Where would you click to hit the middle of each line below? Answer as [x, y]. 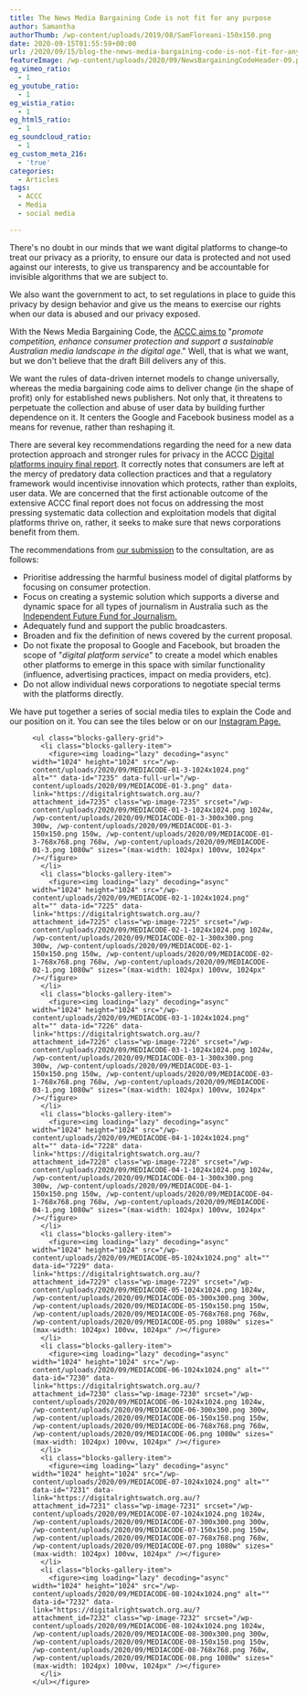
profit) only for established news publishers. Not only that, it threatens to [146, 398]
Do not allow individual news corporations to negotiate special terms [152, 684]
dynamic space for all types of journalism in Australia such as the [145, 606]
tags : [20, 188]
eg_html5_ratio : [40, 120]
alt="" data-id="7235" [75, 778]
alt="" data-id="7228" [75, 1146]
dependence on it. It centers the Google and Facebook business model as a [152, 417]
